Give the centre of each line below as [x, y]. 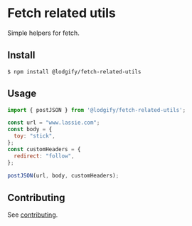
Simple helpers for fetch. [43, 33]
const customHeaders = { [44, 149]
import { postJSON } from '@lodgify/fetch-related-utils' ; [97, 110]
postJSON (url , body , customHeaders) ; [63, 175]
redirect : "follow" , [44, 156]
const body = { [30, 130]
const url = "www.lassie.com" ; [54, 123]
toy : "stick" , [34, 136]
